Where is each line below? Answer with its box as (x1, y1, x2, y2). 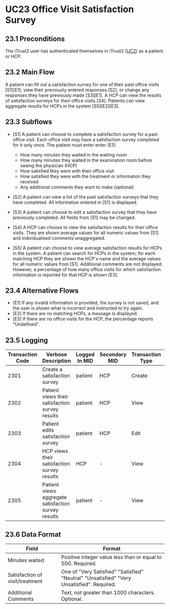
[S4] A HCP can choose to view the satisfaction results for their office (12, 224, 158, 230)
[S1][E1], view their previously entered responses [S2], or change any (5, 87, 150, 93)
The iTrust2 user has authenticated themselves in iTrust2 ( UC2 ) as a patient (5, 48, 163, 54)
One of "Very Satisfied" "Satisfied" (61, 568, 144, 576)
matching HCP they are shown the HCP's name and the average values (12, 255, 161, 261)
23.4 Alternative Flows (5, 286, 79, 295)
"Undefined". (12, 321, 40, 327)
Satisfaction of (8, 572, 42, 579)
